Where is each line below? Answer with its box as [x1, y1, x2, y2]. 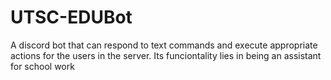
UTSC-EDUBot [10, 6, 133, 29]
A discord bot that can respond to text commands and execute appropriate [10, 39, 318, 51]
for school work [10, 60, 75, 72]
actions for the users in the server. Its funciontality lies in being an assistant [10, 49, 322, 61]
